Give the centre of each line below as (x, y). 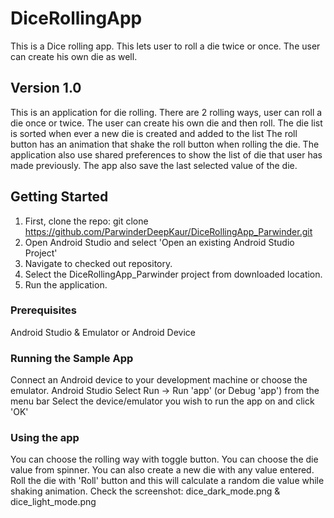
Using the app (45, 438)
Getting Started (59, 197)
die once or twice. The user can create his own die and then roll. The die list (166, 123)
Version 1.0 (46, 88)
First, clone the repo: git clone (86, 221)
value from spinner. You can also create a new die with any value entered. (162, 470)
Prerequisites (43, 310)
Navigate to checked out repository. (98, 263)
